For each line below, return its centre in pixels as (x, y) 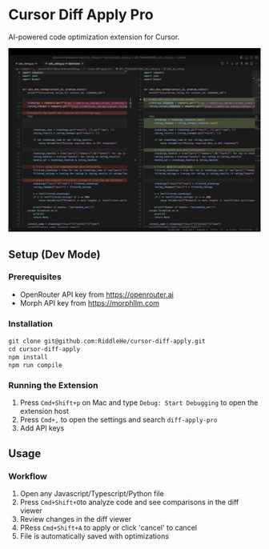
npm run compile (35, 366)
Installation (31, 323)
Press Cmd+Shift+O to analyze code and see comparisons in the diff (129, 503)
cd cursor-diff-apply (44, 350)
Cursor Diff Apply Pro (81, 15)
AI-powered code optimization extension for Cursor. (94, 37)
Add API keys (42, 428)
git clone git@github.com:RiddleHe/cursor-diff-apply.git (107, 342)
